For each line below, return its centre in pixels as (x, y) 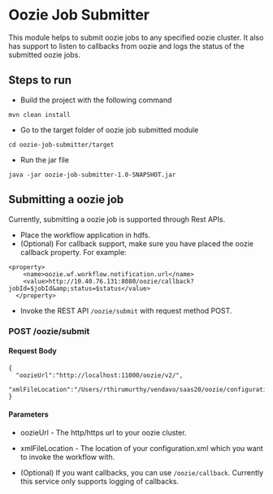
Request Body (32, 351)
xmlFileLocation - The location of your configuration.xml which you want (142, 448)
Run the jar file (44, 159)
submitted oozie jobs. (45, 54)
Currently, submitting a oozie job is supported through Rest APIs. (117, 219)
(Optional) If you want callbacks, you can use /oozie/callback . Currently (142, 472)
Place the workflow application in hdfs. (85, 235)
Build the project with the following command (96, 100)
